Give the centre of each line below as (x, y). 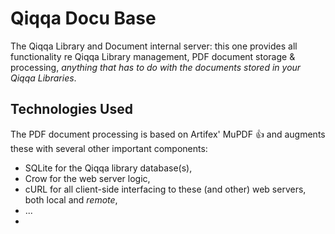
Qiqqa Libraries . (43, 78)
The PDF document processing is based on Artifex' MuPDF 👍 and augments (168, 134)
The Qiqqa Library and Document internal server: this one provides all (154, 46)
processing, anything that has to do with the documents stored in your (156, 67)
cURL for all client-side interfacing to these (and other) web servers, (165, 189)
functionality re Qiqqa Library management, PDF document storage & (153, 56)
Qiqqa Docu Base (83, 18)
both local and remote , (71, 199)
